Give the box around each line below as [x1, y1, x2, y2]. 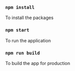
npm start [5, 27, 29, 33]
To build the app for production [5, 60, 70, 66]
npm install [5, 5, 35, 10]
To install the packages [5, 15, 54, 21]
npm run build [5, 50, 40, 56]
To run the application [5, 37, 51, 43]
